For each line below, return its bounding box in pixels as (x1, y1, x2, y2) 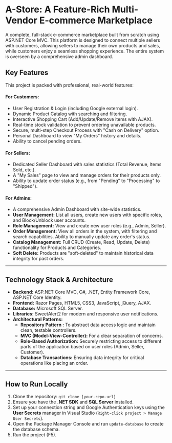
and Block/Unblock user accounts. (12, 217, 86, 223)
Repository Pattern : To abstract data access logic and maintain (20, 322, 156, 328)
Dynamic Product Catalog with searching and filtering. (12, 111, 127, 117)
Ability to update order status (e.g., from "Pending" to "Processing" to (12, 178, 160, 184)
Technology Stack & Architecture (5, 275, 114, 284)
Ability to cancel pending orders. (12, 138, 82, 144)
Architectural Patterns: (12, 316, 63, 323)
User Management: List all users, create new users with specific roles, (12, 212, 163, 218)
